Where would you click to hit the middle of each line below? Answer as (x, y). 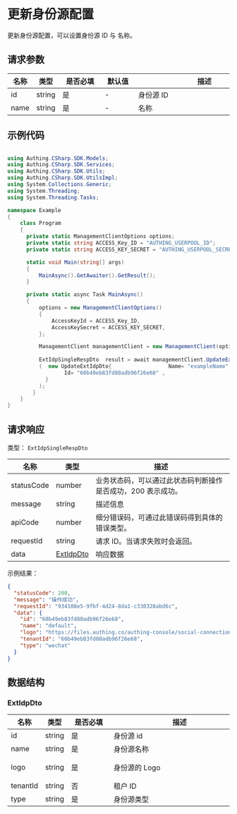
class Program (41, 223)
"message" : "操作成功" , (47, 600)
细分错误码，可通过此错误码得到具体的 (159, 517)
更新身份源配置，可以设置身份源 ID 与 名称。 (72, 35)
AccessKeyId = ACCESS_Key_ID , (96, 321)
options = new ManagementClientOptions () (100, 308)
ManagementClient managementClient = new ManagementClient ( (129, 347)
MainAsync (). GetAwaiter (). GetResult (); (97, 276)
